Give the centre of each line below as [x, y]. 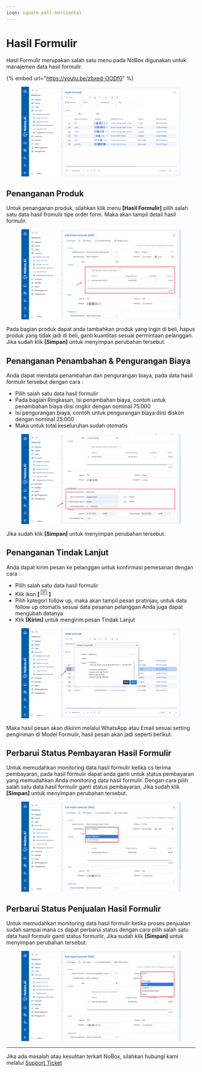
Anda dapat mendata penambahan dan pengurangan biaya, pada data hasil [99, 375]
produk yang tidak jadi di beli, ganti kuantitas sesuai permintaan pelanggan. [100, 335]
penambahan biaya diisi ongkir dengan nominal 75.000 [83, 406]
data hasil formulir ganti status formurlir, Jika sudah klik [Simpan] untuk [95, 936]
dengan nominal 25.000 [44, 419]
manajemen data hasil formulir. [44, 66]
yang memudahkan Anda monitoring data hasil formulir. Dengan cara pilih [97, 781]
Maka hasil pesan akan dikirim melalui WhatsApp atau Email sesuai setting [98, 728]
